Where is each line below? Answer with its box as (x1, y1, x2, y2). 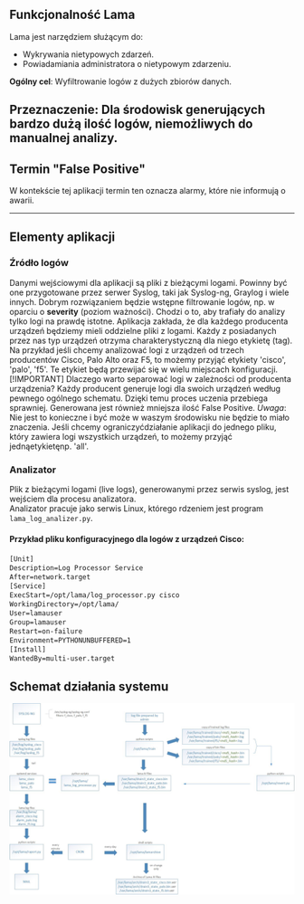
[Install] (9, 645, 47, 654)
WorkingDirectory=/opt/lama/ (9, 600, 119, 609)
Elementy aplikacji (9, 230, 116, 245)
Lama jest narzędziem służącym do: (9, 31, 143, 42)
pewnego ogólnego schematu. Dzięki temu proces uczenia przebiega (9, 393, 269, 404)
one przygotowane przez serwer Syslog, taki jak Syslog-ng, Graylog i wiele (9, 287, 290, 298)
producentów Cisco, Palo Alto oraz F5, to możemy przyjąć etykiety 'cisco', (9, 354, 287, 365)
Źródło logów (9, 257, 70, 270)
